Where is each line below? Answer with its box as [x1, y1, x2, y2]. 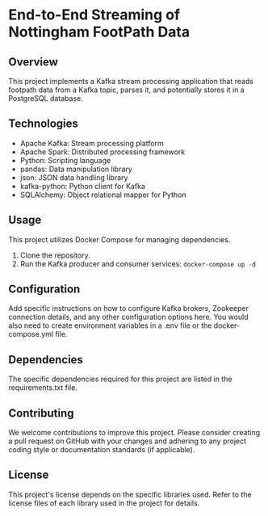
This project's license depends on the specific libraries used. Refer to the [8, 489, 252, 499]
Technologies [8, 117, 79, 131]
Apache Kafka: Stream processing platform [19, 138, 164, 148]
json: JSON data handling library [19, 172, 128, 182]
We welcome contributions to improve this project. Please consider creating [8, 428, 261, 438]
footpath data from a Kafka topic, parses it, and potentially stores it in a [8, 85, 245, 94]
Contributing [8, 406, 74, 420]
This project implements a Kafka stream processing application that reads [8, 77, 254, 86]
